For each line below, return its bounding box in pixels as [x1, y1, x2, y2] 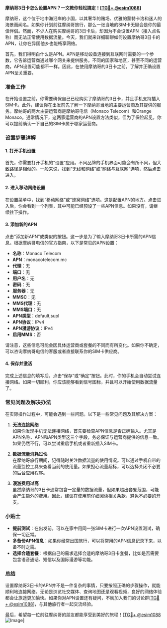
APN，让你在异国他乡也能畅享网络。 [5, 40, 80, 46]
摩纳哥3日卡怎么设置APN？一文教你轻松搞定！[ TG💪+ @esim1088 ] [5, 5, 142, 10]
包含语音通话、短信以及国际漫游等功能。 [12, 556, 95, 562]
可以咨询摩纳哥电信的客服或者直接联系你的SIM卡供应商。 [5, 348, 122, 354]
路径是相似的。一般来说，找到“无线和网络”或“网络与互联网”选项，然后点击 [9, 166, 161, 172]
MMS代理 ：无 [12, 300, 41, 306]
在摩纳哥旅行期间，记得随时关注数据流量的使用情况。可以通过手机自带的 [12, 457, 161, 463]
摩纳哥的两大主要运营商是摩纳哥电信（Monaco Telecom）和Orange [13, 108, 152, 114]
